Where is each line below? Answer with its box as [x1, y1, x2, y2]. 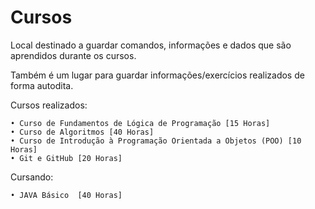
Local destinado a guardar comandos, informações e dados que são [10, 39, 292, 51]
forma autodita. [10, 79, 74, 91]
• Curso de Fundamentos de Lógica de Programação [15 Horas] [10, 118, 271, 128]
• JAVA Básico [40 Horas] [10, 190, 123, 200]
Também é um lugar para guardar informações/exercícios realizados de [10, 69, 305, 81]
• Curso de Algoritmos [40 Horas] [10, 127, 155, 137]
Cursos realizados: [10, 99, 88, 111]
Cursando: [10, 171, 54, 183]
